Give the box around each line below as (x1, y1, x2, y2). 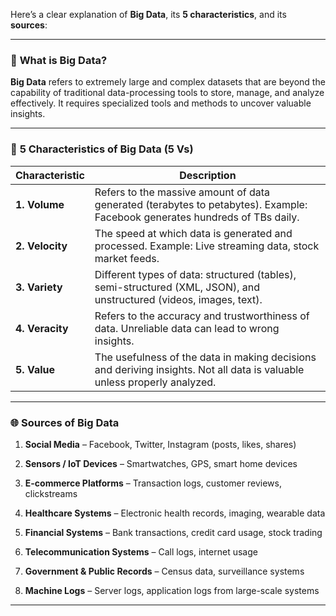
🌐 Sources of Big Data (10, 415, 120, 429)
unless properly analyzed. (94, 375, 217, 389)
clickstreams (24, 487, 78, 499)
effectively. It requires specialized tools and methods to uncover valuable (10, 97, 312, 109)
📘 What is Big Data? (10, 53, 108, 67)
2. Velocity (15, 239, 68, 253)
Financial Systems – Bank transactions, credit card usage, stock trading (24, 526, 323, 538)
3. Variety (15, 280, 63, 294)
